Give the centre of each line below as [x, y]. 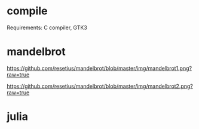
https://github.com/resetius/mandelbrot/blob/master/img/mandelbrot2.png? [100, 86]
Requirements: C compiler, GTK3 [47, 27]
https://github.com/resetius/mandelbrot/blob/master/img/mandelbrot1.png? [99, 68]
